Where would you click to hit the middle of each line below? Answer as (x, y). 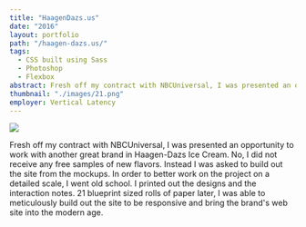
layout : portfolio (44, 35)
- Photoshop (41, 69)
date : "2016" (34, 26)
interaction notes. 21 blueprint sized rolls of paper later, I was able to (138, 193)
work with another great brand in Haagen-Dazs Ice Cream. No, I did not (143, 154)
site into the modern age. (56, 212)
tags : (20, 52)
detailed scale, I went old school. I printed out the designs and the (133, 183)
